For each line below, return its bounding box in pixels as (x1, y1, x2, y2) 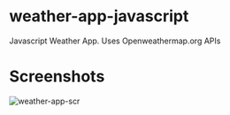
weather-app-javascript (9, 6, 189, 27)
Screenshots (9, 66, 105, 87)
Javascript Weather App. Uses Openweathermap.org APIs (9, 35, 221, 46)
